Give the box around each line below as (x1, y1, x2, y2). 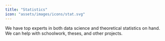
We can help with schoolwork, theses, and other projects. (5, 30, 123, 36)
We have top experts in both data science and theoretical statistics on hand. (5, 25, 160, 31)
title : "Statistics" (5, 7, 48, 12)
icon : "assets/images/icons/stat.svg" (5, 12, 85, 17)
